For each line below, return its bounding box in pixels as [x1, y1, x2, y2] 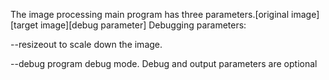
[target [10, 19, 38, 31]
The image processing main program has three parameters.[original [10, 9, 290, 20]
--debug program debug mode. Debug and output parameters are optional [10, 58, 318, 69]
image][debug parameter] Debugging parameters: [39, 19, 247, 31]
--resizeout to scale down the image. [10, 39, 163, 50]
